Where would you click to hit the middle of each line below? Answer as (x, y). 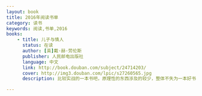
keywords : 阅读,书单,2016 (37, 28)
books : (14, 34)
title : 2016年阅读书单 (32, 17)
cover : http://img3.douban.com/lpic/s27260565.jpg (87, 73)
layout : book (23, 12)
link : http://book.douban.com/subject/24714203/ (84, 67)
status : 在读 (38, 46)
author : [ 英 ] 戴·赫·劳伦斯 (52, 51)
